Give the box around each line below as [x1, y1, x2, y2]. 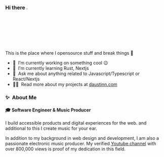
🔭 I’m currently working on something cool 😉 [12, 60, 108, 66]
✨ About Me [5, 94, 37, 101]
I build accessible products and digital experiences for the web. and [5, 120, 147, 126]
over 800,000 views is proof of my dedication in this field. [5, 146, 126, 152]
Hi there [5, 4, 25, 11]
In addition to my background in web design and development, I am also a [5, 135, 159, 141]
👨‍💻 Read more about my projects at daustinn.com [12, 82, 117, 88]
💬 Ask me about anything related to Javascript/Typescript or [12, 70, 140, 77]
